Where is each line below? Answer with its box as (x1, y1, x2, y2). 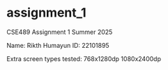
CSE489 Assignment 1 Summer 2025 (6, 28, 113, 36)
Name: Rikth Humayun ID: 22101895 (6, 41, 109, 49)
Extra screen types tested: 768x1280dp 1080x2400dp (6, 54, 162, 63)
